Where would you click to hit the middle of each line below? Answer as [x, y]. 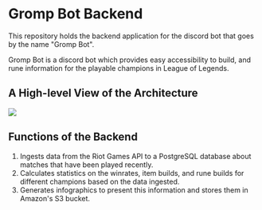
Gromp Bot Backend [76, 14]
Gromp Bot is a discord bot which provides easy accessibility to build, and [130, 60]
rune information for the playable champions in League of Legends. [119, 68]
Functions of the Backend [73, 137]
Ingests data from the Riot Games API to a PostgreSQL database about [135, 156]
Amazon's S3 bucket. [55, 198]
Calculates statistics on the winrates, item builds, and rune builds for [132, 173]
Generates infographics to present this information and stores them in [134, 190]
